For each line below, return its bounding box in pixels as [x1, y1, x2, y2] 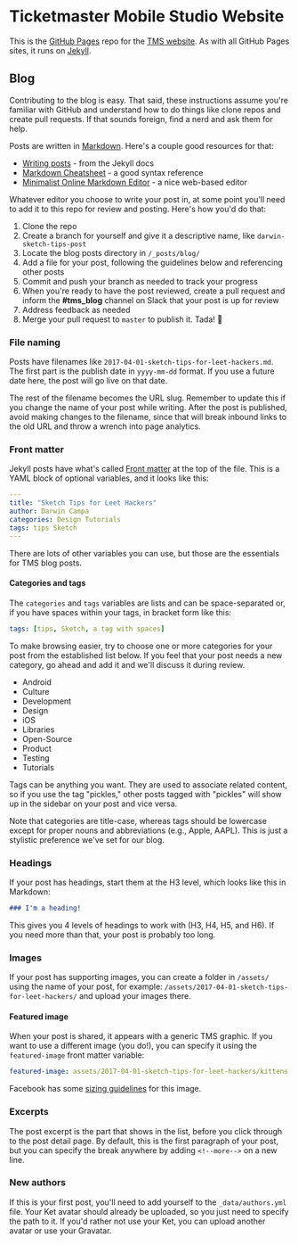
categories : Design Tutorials [9, 515, 122, 524]
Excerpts [9, 1106, 49, 1118]
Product [21, 743, 52, 754]
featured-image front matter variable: [9, 1050, 145, 1060]
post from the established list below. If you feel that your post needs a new [9, 649, 283, 661]
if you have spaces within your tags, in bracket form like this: [9, 606, 232, 617]
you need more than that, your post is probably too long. [9, 929, 216, 940]
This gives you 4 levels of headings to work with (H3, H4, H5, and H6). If [9, 919, 275, 930]
